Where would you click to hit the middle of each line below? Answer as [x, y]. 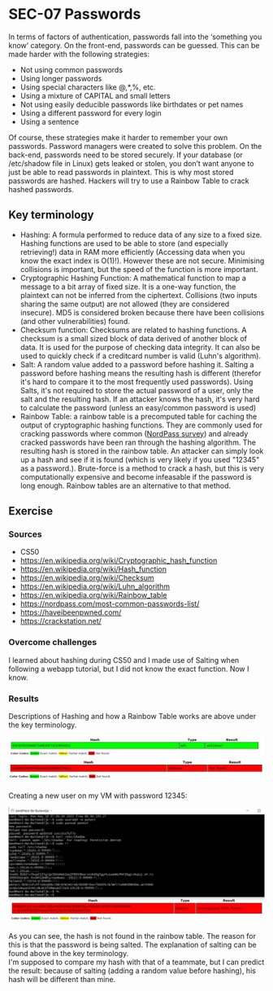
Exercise [31, 511]
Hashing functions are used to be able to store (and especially [124, 243]
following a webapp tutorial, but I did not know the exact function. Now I [129, 669]
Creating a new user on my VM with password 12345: [98, 796]
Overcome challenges [53, 642]
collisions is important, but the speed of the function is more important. [139, 269]
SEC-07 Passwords [75, 14]
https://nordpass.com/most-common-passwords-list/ [110, 604]
